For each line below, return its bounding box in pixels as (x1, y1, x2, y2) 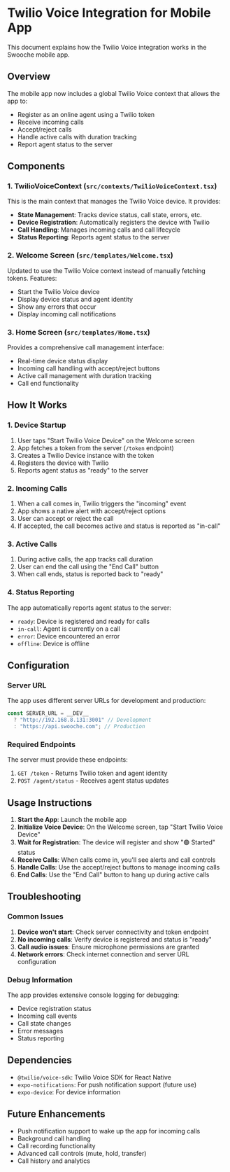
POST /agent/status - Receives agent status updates (17, 776, 169, 785)
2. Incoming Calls (7, 483, 68, 493)
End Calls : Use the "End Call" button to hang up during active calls (17, 870, 210, 879)
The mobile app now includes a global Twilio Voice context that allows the (7, 89, 220, 97)
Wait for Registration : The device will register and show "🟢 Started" (17, 838, 215, 846)
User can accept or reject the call (17, 515, 114, 523)
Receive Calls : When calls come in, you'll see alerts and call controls (17, 856, 216, 864)
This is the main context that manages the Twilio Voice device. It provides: (7, 197, 221, 206)
